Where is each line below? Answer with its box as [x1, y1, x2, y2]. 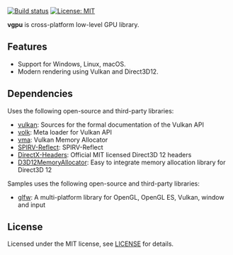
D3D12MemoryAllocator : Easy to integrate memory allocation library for [17, 158, 226, 166]
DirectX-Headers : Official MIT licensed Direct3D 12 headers [17, 150, 192, 159]
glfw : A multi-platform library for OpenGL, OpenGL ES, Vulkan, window [17, 193, 225, 201]
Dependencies [7, 88, 73, 100]
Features [7, 41, 47, 53]
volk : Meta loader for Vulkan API [17, 127, 112, 136]
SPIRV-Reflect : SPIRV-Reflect [17, 142, 104, 152]
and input [17, 200, 46, 209]
